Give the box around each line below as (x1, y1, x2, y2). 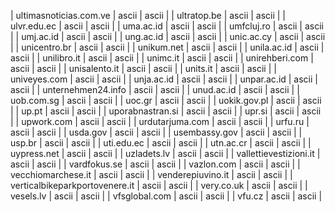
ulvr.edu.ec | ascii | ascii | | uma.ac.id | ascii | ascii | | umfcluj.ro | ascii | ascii (10, 20, 324, 32)
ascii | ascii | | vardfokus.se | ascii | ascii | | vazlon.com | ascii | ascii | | (10, 158, 301, 170)
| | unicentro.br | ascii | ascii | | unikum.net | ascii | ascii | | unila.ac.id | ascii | (10, 41, 325, 53)
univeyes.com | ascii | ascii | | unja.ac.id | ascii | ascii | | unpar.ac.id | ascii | (10, 73, 318, 85)
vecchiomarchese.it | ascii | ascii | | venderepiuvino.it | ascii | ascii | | (10, 169, 293, 180)
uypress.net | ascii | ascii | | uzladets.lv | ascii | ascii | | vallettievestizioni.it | (10, 148, 321, 159)
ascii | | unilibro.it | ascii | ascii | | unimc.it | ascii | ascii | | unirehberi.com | (10, 52, 314, 64)
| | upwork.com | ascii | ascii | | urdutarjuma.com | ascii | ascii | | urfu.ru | (10, 116, 310, 127)
